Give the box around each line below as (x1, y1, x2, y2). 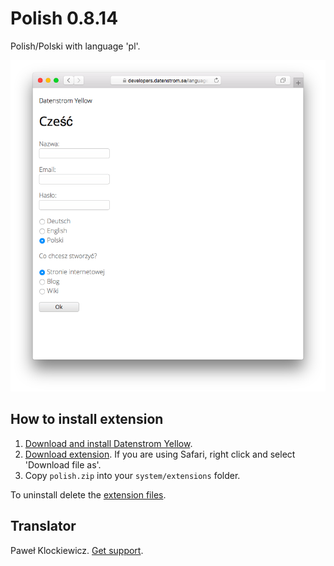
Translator (10, 518, 77, 535)
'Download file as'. (24, 458, 102, 471)
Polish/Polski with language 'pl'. (10, 40, 141, 52)
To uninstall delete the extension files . (10, 488, 167, 501)
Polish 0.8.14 (10, 7, 119, 30)
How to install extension (10, 411, 164, 428)
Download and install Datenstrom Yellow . (24, 437, 193, 449)
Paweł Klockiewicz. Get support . (10, 544, 144, 556)
